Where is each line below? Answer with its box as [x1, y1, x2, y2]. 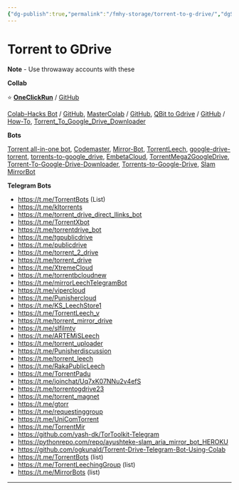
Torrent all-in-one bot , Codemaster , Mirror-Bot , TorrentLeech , [7, 144, 188, 153]
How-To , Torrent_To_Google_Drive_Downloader [7, 117, 146, 126]
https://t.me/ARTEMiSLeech [17, 331, 100, 340]
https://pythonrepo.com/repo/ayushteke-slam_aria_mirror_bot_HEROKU [17, 437, 229, 446]
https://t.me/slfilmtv [17, 324, 76, 332]
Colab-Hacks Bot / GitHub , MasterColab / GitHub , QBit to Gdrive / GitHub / [7, 109, 225, 118]
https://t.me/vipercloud [17, 286, 86, 295]
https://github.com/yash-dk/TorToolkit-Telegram [17, 429, 160, 439]
